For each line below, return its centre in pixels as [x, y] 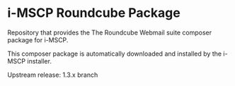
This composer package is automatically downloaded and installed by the [114, 54]
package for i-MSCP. [38, 39]
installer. [39, 61]
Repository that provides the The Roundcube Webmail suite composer [110, 32]
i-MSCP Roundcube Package [94, 13]
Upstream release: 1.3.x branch [53, 75]
